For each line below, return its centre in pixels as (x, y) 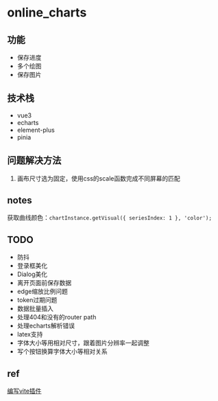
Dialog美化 (32, 274)
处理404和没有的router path (57, 317)
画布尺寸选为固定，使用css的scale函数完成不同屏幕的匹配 (98, 178)
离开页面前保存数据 (44, 283)
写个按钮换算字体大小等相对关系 (62, 352)
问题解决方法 (34, 160)
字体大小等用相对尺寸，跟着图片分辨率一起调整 (83, 343)
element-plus (36, 130)
